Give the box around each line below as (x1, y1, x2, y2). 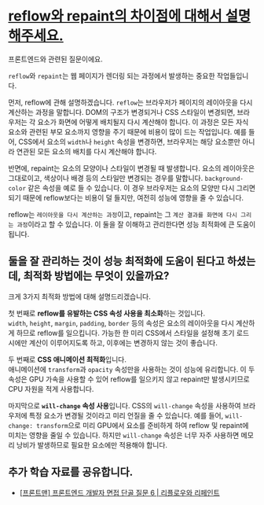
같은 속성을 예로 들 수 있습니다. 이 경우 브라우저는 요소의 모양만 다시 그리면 (27, 182, 256, 193)
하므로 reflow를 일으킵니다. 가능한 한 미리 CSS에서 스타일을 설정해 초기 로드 (16, 328, 250, 337)
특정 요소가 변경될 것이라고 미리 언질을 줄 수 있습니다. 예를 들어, (28, 411, 224, 420)
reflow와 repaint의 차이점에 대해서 (8, 7, 222, 25)
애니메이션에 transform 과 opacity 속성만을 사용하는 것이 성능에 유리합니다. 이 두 (8, 364, 255, 374)
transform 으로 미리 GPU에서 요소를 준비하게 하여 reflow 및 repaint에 (36, 420, 249, 429)
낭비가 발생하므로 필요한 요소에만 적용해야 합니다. (16, 440, 167, 449)
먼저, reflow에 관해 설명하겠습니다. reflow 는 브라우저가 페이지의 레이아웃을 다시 (8, 98, 253, 107)
